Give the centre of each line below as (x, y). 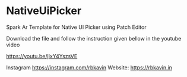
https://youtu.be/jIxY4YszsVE (42, 56)
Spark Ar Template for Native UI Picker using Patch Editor (76, 27)
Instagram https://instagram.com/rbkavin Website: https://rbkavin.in (89, 67)
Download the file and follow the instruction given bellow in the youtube (94, 38)
